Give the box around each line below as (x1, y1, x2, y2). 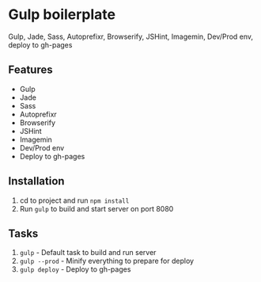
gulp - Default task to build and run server (19, 248, 157, 257)
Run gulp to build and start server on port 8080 (19, 204, 174, 213)
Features (8, 63, 53, 77)
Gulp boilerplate (8, 6, 116, 24)
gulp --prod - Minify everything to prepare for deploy (19, 256, 195, 266)
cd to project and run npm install (19, 196, 130, 205)
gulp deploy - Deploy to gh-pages (19, 265, 131, 274)
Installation (8, 174, 65, 188)
